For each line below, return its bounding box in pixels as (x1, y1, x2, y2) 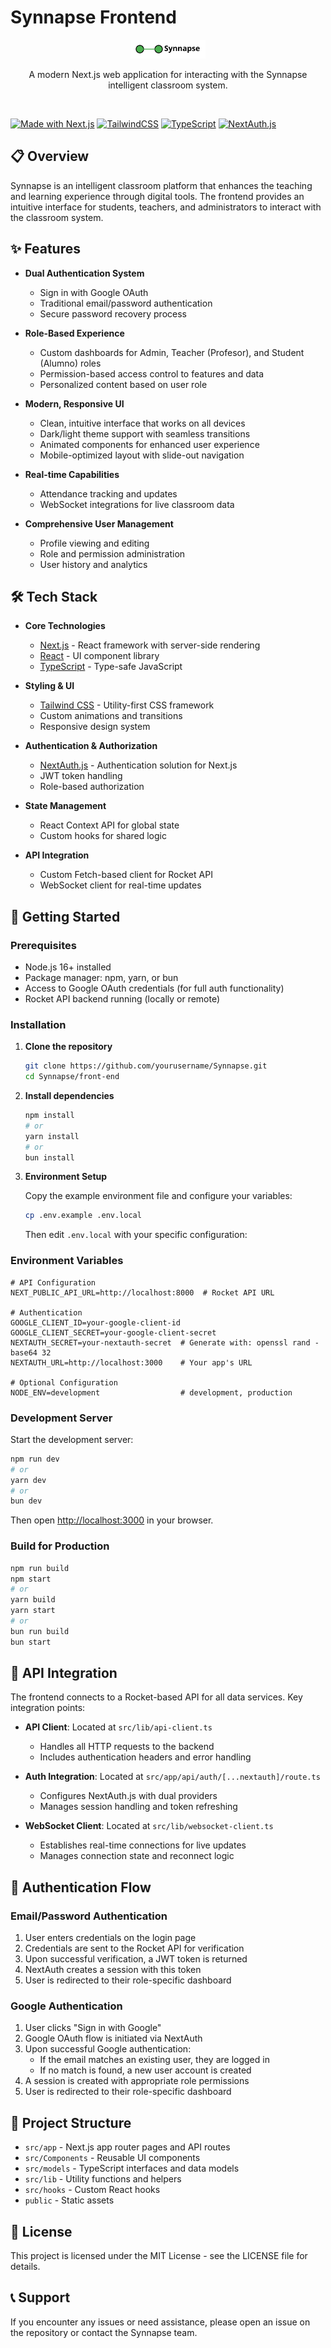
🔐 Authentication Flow (10, 1879, 152, 1896)
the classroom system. (10, 211, 104, 223)
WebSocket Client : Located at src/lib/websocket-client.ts (24, 1820, 274, 1832)
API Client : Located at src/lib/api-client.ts (24, 1721, 213, 1733)
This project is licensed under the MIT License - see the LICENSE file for (10, 2250, 308, 2262)
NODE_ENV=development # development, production (10, 1387, 293, 1398)
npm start (10, 1574, 52, 1584)
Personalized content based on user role (39, 378, 208, 390)
